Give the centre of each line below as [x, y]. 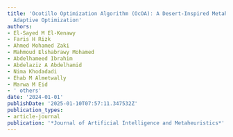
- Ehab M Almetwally [37, 78]
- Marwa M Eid [28, 84]
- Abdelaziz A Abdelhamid [44, 65]
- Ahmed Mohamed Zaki [38, 46]
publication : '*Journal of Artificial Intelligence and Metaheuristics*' [116, 123]
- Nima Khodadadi [32, 71]
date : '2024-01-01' [35, 98]
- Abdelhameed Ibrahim [40, 59]
